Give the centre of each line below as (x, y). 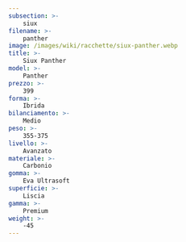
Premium (35, 211)
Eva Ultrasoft (46, 181)
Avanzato (37, 151)
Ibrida (34, 106)
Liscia (34, 196)
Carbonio (37, 166)
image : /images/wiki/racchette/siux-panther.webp (93, 46)
